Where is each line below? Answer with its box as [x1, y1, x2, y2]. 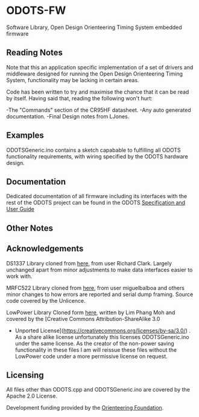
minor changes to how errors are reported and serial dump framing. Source [6, 291, 194, 298]
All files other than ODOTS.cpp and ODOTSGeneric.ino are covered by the [6, 386, 190, 393]
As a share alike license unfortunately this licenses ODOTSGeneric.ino [14, 333, 189, 340]
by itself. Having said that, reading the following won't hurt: [6, 94, 153, 102]
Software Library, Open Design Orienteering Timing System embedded [6, 24, 182, 31]
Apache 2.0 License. [6, 392, 57, 399]
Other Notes [6, 223, 53, 233]
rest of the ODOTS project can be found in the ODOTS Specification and [6, 199, 186, 206]
